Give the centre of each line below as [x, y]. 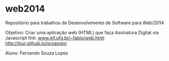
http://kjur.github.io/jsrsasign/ [36, 43]
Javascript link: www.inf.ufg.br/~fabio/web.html [55, 38]
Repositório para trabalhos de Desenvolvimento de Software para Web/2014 [85, 23]
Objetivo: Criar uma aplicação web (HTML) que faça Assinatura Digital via [82, 32]
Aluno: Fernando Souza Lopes [37, 53]
